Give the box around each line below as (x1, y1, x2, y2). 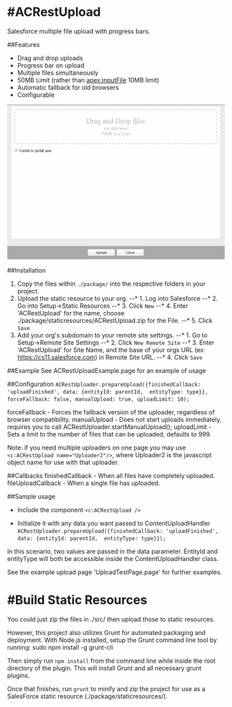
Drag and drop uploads (17, 53, 84, 62)
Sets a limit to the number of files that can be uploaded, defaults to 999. (7, 430, 212, 438)
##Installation (7, 266, 46, 274)
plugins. (7, 671, 30, 679)
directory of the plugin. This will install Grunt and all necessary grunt (7, 663, 202, 672)
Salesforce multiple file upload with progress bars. (7, 27, 151, 35)
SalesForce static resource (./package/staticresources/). (7, 692, 168, 700)
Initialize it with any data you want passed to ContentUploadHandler (17, 519, 211, 527)
